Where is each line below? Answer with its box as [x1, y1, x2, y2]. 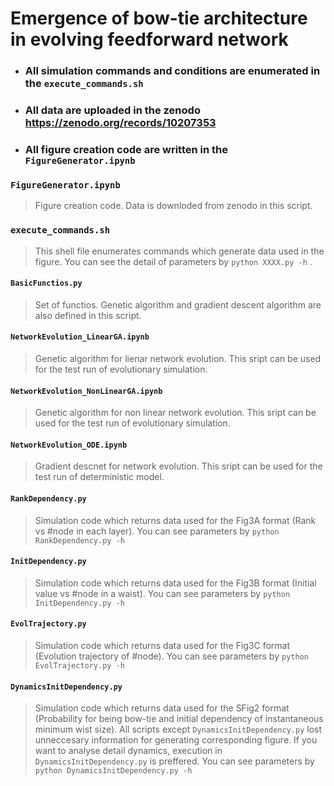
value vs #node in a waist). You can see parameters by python [34, 587, 291, 599]
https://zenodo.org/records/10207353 [24, 116, 217, 130]
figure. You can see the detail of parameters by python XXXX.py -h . [34, 255, 313, 267]
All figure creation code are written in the [24, 142, 228, 156]
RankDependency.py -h [34, 535, 125, 546]
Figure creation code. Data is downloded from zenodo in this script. [34, 200, 313, 212]
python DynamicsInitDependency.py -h [34, 766, 193, 776]
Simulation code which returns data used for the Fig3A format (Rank [34, 514, 317, 526]
